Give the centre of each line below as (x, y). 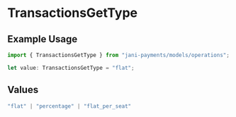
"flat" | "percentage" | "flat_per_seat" (69, 106)
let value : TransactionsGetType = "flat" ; (71, 68)
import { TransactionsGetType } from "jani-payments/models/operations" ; (119, 55)
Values (23, 90)
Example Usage (43, 39)
